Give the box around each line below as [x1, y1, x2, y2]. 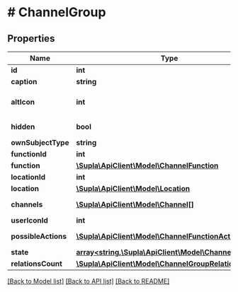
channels [11, 199, 43, 209]
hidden [11, 122, 35, 132]
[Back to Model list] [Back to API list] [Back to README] [7, 277, 170, 285]
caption [11, 77, 38, 86]
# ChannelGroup [7, 4, 106, 21]
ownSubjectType [11, 138, 69, 147]
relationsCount [11, 259, 62, 269]
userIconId [11, 216, 48, 225]
